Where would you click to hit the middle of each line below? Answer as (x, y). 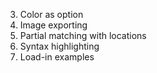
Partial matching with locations (83, 35)
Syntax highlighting (59, 46)
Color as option (51, 14)
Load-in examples (57, 57)
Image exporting (53, 25)
